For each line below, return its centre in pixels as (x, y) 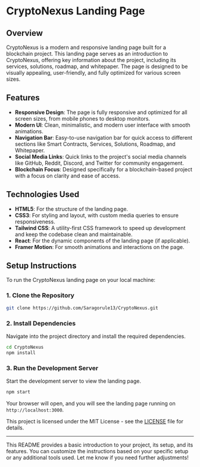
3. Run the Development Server (52, 368)
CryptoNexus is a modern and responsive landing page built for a (86, 47)
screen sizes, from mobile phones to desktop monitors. (82, 118)
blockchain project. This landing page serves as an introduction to (87, 54)
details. (15, 428)
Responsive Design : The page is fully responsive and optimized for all (101, 112)
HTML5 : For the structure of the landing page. (71, 209)
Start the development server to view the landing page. (74, 381)
